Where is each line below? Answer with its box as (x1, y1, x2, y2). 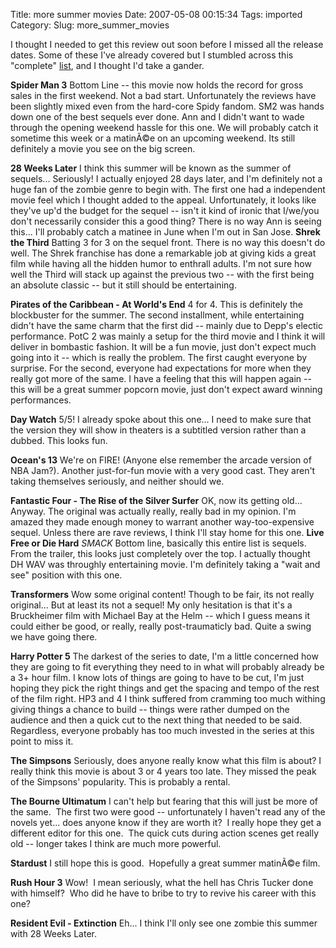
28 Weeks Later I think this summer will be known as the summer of (10, 162, 292, 174)
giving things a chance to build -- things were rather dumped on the (10, 704, 290, 715)
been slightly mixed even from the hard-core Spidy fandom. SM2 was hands (10, 100, 325, 112)
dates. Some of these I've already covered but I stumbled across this (10, 49, 294, 61)
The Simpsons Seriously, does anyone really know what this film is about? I (10, 755, 322, 766)
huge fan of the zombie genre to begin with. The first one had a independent (10, 184, 326, 195)
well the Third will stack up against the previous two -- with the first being (10, 269, 315, 280)
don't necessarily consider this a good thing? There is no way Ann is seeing (10, 215, 322, 227)
